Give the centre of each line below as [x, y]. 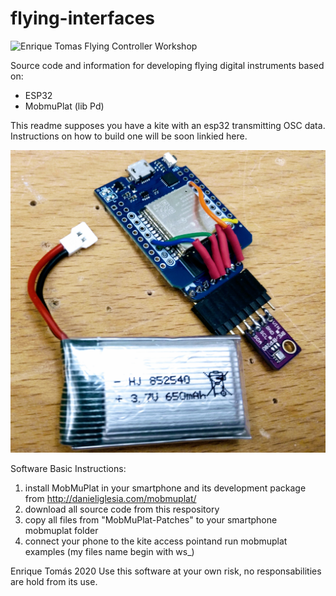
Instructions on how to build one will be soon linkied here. [129, 136]
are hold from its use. [54, 581]
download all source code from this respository [122, 509]
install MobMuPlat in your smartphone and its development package [165, 488]
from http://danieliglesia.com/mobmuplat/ [110, 498]
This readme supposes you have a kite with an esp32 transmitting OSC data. [168, 125]
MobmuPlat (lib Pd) [64, 106]
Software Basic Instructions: [68, 468]
